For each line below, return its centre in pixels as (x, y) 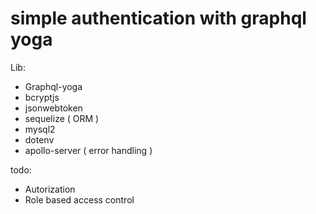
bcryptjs (42, 97)
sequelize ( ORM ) (62, 118)
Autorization (50, 189)
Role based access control (79, 199)
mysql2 (40, 129)
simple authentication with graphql (158, 18)
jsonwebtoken (53, 108)
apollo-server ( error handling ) (88, 150)
